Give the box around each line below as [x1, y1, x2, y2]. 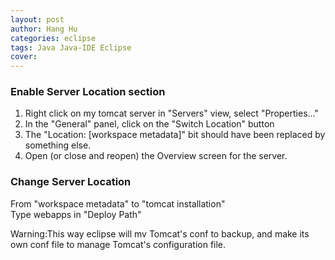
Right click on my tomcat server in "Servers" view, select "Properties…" [24, 107, 319, 120]
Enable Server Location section [10, 85, 166, 99]
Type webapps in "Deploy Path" [10, 208, 142, 220]
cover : [10, 52, 38, 62]
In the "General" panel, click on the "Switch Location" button [24, 118, 275, 130]
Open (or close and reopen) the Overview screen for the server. [24, 150, 288, 162]
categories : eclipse [10, 33, 97, 43]
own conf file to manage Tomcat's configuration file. [10, 238, 227, 250]
